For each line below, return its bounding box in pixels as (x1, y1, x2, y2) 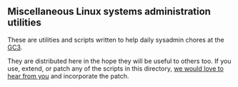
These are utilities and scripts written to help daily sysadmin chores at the (7, 35, 225, 44)
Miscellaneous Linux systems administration (7, 6, 211, 18)
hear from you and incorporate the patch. (7, 71, 129, 80)
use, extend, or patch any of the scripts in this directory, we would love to (7, 64, 224, 73)
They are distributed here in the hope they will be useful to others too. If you (7, 57, 232, 65)
